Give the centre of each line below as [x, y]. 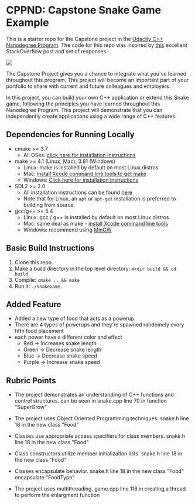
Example [28, 23]
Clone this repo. [34, 262]
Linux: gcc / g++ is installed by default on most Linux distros [96, 217]
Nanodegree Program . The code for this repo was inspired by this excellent [97, 45]
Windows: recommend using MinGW [68, 230]
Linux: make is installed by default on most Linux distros [91, 167]
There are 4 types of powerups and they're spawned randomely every [99, 325]
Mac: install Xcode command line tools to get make [85, 173]
